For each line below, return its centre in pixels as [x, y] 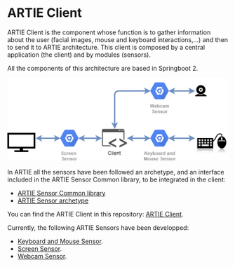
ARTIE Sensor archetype [53, 200]
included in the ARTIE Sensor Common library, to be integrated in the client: [116, 179]
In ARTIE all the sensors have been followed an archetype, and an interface [116, 172]
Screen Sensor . [39, 249]
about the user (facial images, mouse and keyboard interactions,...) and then [118, 39]
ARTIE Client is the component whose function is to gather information [109, 32]
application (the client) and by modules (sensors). [79, 55]
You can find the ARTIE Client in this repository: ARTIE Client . [95, 214]
